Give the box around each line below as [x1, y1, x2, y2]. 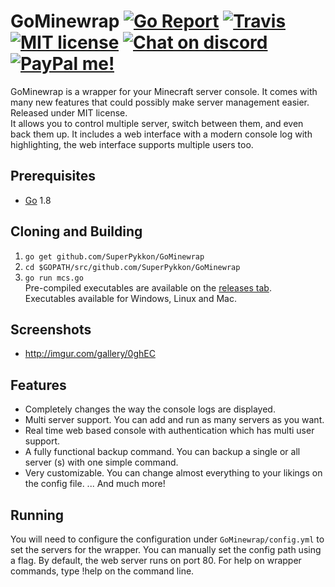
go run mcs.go [24, 273, 84, 283]
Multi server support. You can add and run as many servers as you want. [24, 414, 325, 426]
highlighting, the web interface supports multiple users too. [10, 138, 254, 150]
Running [10, 506, 65, 524]
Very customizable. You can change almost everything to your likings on [24, 467, 323, 479]
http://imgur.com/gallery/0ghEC [24, 348, 156, 360]
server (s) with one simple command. [24, 456, 179, 469]
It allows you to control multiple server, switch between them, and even [10, 117, 304, 129]
